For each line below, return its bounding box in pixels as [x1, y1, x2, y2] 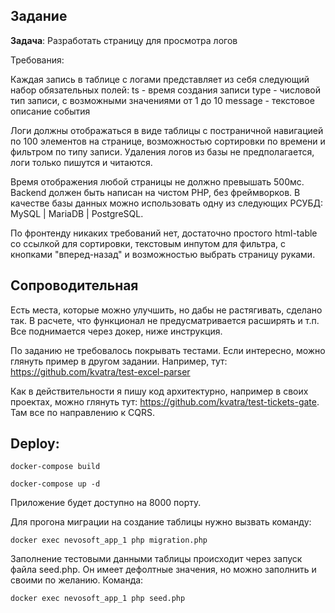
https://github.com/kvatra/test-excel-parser [10, 365, 191, 378]
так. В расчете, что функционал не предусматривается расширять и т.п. [10, 314, 320, 326]
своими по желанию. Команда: [10, 574, 144, 586]
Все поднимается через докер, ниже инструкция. [10, 325, 223, 337]
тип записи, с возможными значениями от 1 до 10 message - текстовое [10, 94, 315, 106]
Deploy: [10, 435, 60, 453]
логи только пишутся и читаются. [10, 156, 153, 168]
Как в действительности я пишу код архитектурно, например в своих [10, 385, 309, 397]
